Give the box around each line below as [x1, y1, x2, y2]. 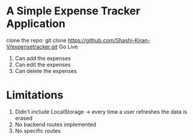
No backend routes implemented [14, 121, 96, 128]
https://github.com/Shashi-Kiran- [67, 36, 150, 44]
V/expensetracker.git [6, 43, 58, 50]
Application [6, 17, 66, 31]
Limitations [6, 89, 64, 102]
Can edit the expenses [14, 61, 71, 68]
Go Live [59, 43, 78, 50]
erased [14, 114, 33, 121]
